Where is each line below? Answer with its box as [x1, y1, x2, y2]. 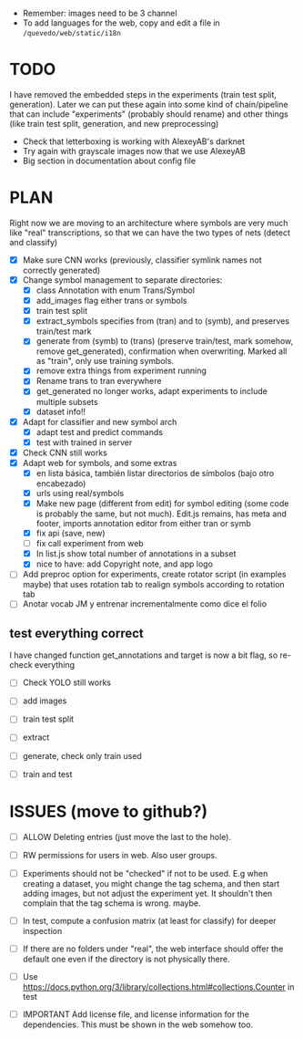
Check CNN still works [22, 447, 107, 458]
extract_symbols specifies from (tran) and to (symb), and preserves [35, 316, 289, 327]
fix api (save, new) [35, 528, 106, 539]
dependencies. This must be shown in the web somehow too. [22, 1019, 253, 1030]
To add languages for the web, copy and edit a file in [22, 17, 220, 28]
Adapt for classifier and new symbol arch [22, 416, 177, 427]
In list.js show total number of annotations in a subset [35, 548, 237, 559]
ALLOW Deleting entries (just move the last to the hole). [22, 831, 232, 842]
